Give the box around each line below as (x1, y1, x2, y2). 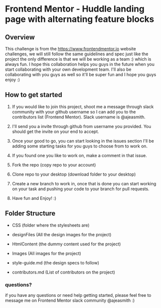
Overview (5, 33, 35, 41)
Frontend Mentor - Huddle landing (5, 3, 145, 15)
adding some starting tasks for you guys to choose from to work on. (12, 143, 148, 149)
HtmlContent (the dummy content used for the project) (12, 241, 121, 247)
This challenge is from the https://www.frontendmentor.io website (5, 46, 136, 51)
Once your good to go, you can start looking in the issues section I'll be (12, 138, 154, 144)
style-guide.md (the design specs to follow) (12, 259, 100, 265)
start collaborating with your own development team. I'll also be (5, 66, 132, 72)
